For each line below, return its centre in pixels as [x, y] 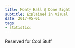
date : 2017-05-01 [22, 18]
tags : [10, 23]
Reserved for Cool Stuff [29, 41]
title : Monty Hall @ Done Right [37, 9]
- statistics [18, 28]
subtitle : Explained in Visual [37, 14]
